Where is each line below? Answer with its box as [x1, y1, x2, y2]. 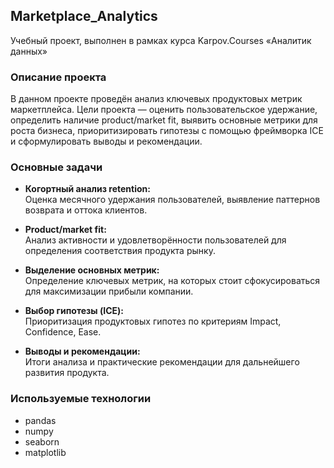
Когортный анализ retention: [24, 183, 151, 195]
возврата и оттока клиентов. [24, 204, 148, 216]
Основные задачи [10, 160, 103, 174]
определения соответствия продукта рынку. [24, 245, 216, 257]
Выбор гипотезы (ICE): [24, 305, 124, 317]
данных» [10, 45, 48, 57]
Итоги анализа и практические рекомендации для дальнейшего [24, 356, 300, 368]
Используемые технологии [10, 392, 152, 406]
